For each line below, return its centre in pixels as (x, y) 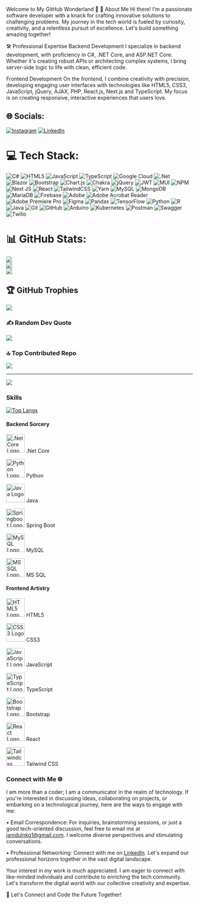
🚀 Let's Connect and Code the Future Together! (64, 895)
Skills (14, 398)
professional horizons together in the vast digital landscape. (79, 859)
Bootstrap (38, 714)
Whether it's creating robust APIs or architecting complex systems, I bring (96, 61)
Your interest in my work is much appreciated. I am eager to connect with (95, 871)
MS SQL (36, 574)
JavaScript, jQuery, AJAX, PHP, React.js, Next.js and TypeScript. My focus (97, 91)
